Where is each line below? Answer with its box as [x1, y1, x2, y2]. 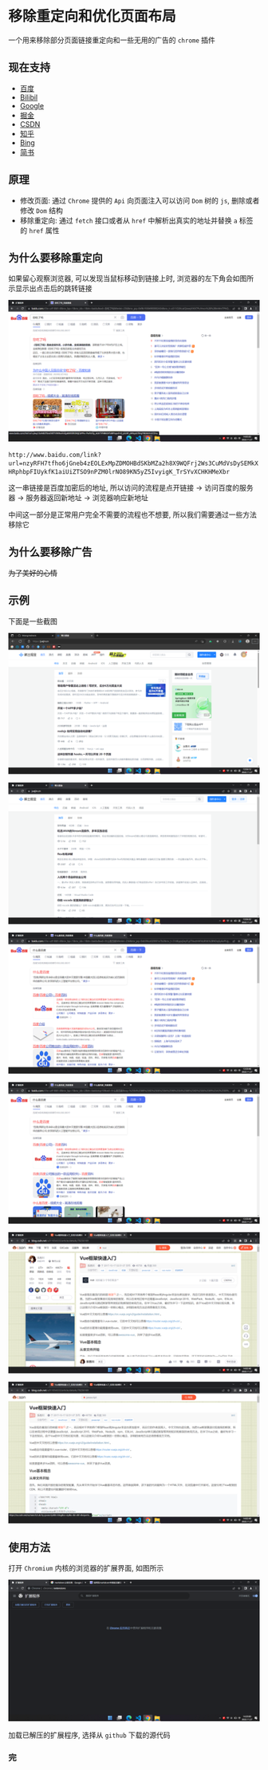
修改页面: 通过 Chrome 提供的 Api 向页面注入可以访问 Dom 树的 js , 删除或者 [19, 195, 260, 205]
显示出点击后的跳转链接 [14, 284, 93, 294]
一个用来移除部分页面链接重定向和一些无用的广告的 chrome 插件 [8, 35, 215, 45]
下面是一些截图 [8, 616, 57, 626]
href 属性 [29, 225, 60, 235]
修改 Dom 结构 [19, 205, 64, 215]
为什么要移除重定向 [8, 250, 103, 264]
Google [19, 101, 45, 110]
